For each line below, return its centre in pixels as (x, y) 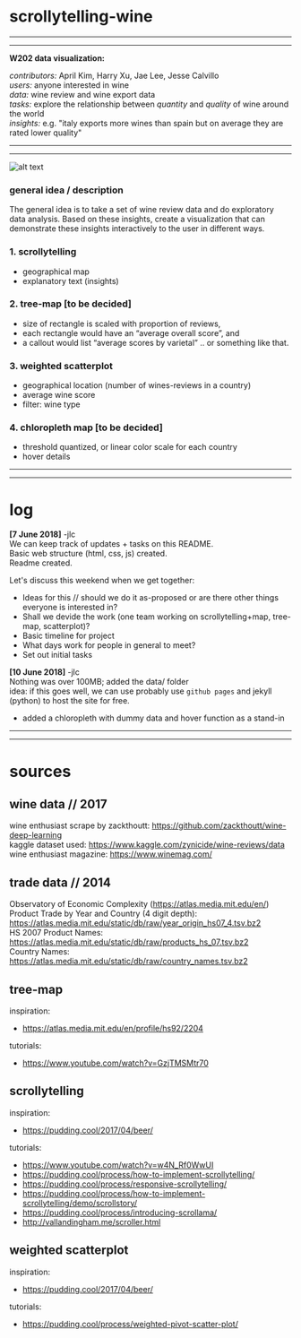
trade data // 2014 (60, 882)
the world (27, 113)
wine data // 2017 (58, 804)
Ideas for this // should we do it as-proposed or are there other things (150, 598)
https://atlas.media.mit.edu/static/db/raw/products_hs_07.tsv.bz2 (129, 942)
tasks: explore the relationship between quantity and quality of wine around (149, 104)
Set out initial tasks (57, 655)
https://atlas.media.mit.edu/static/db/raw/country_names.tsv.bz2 (129, 962)
